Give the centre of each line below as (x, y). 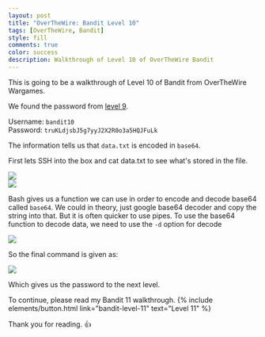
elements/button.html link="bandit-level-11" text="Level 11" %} (110, 308)
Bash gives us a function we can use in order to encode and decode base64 (132, 198)
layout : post (30, 15)
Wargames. (27, 90)
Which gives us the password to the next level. (84, 284)
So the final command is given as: (63, 254)
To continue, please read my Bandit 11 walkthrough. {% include (111, 300)
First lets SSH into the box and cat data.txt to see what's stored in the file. (128, 160)
